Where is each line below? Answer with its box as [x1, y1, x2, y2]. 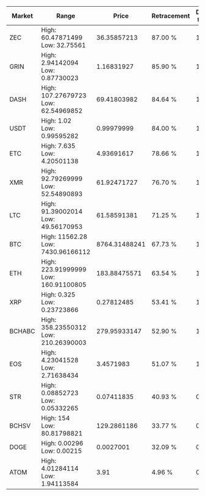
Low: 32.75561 [41, 41, 87, 49]
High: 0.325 [41, 290, 76, 298]
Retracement [151, 12, 190, 20]
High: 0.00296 [41, 439, 84, 447]
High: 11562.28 [41, 232, 87, 240]
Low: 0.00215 [41, 447, 82, 455]
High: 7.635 [41, 142, 76, 150]
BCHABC [9, 327, 35, 335]
